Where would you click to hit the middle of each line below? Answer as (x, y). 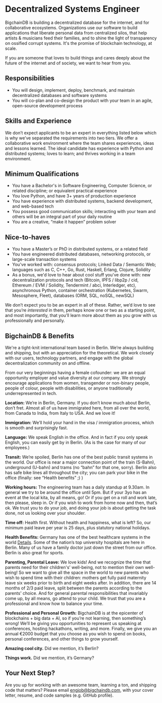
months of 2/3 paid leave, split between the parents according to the (73, 588)
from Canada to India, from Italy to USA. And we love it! (60, 413)
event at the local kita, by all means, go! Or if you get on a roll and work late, (81, 498)
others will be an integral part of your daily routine (62, 217)
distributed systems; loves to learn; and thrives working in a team (70, 153)
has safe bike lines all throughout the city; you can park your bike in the (76, 472)
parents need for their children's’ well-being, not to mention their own (74, 567)
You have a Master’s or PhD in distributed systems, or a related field (80, 249)
